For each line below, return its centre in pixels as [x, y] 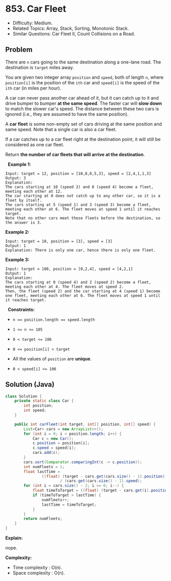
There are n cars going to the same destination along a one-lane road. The [83, 62]
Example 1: [19, 164]
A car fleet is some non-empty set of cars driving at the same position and [83, 124]
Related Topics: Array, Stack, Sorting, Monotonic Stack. [71, 28]
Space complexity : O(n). [39, 573]
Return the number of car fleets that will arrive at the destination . [75, 154]
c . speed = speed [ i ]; [54, 448]
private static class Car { [44, 401]
